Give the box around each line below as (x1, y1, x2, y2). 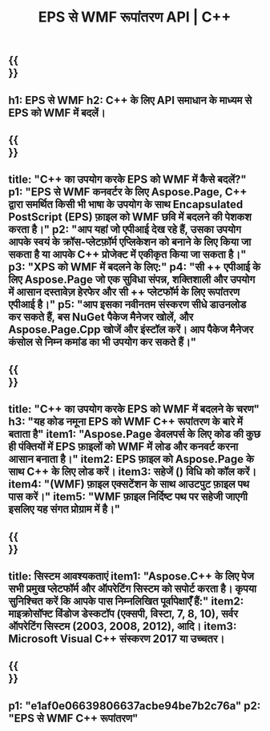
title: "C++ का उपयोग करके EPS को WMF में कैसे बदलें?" (8, 173, 247, 187)
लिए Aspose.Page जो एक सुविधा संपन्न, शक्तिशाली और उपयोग (8, 273, 256, 287)
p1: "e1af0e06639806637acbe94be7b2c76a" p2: (8, 699, 261, 713)
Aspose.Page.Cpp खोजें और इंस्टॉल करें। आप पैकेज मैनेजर (8, 323, 254, 336)
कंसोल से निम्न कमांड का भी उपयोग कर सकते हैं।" (8, 335, 197, 349)
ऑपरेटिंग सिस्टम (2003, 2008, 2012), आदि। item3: (8, 619, 237, 633)
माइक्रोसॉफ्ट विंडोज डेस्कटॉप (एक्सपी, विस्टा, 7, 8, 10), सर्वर (8, 607, 239, 621)
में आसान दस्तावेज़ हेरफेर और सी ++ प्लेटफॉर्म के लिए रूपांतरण (8, 285, 240, 299)
